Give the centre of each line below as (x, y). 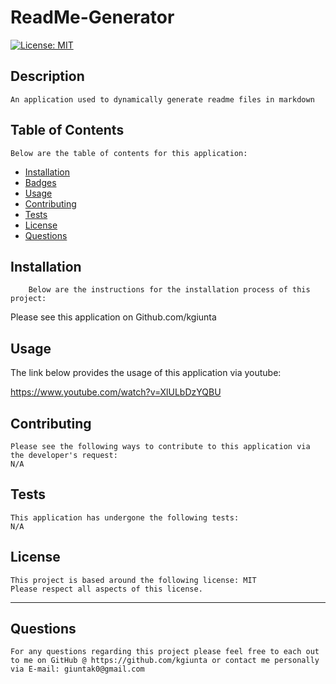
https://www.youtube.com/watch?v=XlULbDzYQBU (116, 392)
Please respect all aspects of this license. (106, 589)
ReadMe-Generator (92, 17)
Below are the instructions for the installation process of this (169, 290)
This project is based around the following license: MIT (133, 580)
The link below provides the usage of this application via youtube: (146, 373)
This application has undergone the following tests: (125, 517)
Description (47, 76)
